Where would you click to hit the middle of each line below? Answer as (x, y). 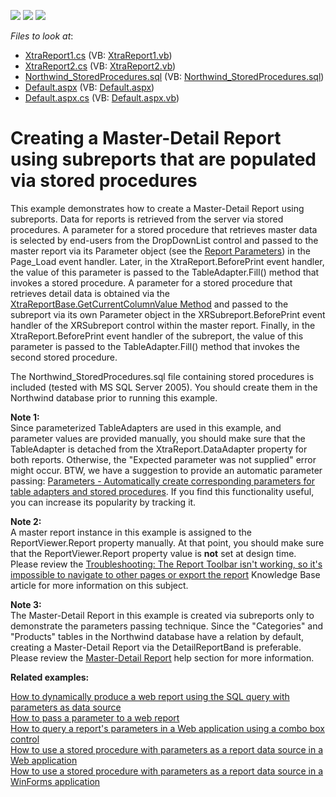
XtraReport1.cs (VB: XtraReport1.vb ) (98, 55)
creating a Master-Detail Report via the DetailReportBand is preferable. (156, 647)
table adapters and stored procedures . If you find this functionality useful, (162, 491)
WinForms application (55, 781)
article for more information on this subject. (99, 585)
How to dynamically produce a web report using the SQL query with (150, 696)
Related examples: (50, 677)
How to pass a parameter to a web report (95, 717)
